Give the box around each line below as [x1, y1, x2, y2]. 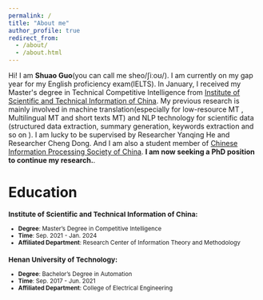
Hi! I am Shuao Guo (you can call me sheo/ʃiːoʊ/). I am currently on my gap [8, 71, 253, 80]
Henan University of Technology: [8, 255, 118, 264]
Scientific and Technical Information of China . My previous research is [8, 97, 240, 105]
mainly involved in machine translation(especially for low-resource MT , [8, 105, 244, 114]
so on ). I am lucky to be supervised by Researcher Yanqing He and [8, 130, 230, 140]
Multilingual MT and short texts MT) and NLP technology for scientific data [8, 113, 254, 122]
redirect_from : [8, 34, 59, 42]
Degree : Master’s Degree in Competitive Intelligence [18, 224, 162, 232]
